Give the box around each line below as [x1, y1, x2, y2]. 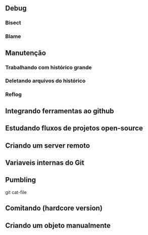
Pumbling [5, 176, 36, 184]
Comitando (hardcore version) [5, 204, 103, 213]
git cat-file [5, 189, 27, 195]
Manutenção [5, 48, 46, 57]
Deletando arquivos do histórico [5, 77, 86, 84]
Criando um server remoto [5, 141, 90, 150]
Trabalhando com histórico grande [5, 63, 92, 71]
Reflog [5, 91, 22, 98]
